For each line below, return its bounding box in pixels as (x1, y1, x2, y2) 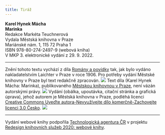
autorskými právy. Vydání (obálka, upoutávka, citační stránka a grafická (5, 88, 156, 94)
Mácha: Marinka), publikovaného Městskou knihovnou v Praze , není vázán (5, 82, 156, 89)
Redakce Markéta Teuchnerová (5, 31, 68, 37)
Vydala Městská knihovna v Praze (5, 36, 74, 42)
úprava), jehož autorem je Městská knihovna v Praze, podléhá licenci (5, 94, 144, 100)
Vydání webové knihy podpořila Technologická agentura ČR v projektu (5, 119, 147, 125)
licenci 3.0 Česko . (5, 104, 41, 111)
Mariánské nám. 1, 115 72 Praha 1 (5, 41, 71, 47)
